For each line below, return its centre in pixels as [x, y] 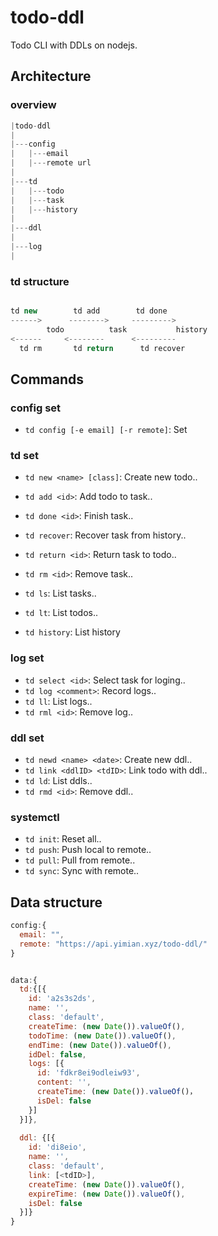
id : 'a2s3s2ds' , [62, 999]
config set [36, 408]
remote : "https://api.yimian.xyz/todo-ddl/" [113, 944]
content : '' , [64, 1082]
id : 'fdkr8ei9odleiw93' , [88, 1073]
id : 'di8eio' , [57, 1147]
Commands [47, 379]
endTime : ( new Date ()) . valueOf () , [100, 1045]
